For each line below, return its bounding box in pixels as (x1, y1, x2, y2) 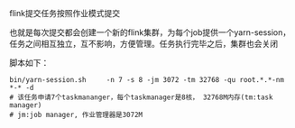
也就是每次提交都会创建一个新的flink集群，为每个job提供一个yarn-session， (9, 27, 291, 38)
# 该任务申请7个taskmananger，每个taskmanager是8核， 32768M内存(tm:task (9, 93, 273, 102)
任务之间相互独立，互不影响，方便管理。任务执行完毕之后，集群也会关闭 (9, 39, 278, 49)
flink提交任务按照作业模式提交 (9, 8, 120, 18)
